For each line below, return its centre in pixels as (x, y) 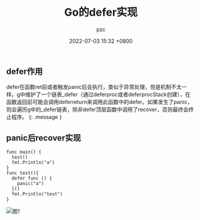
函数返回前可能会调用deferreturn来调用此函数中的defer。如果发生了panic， (100, 102)
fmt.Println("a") (33, 163)
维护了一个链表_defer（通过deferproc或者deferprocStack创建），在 (108, 94)
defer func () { (32, 179)
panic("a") (31, 184)
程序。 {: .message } (36, 117)
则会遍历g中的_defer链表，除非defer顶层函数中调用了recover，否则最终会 (98, 109)
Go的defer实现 (101, 12)
